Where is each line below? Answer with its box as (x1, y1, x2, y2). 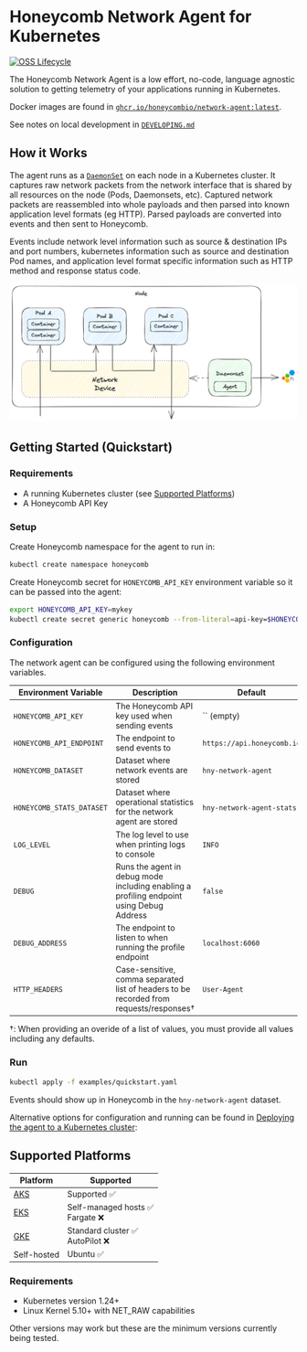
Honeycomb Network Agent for (9, 6, 252, 27)
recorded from (115, 994, 171, 1005)
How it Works (9, 145, 88, 161)
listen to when (115, 932, 169, 943)
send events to (115, 742, 172, 753)
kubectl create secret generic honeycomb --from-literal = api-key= (9, 614, 268, 623)
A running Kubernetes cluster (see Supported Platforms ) (22, 487, 236, 499)
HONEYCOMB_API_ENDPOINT (13, 739, 104, 749)
